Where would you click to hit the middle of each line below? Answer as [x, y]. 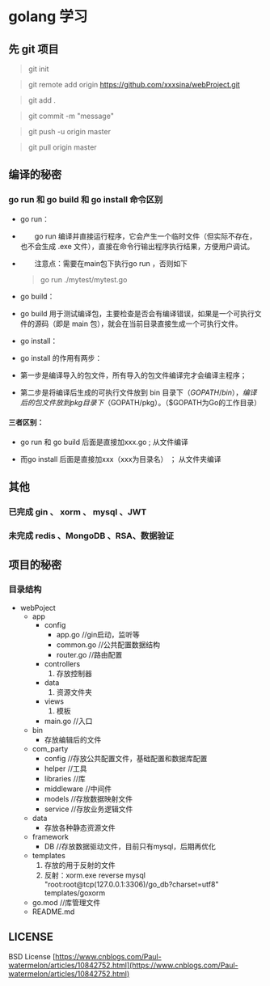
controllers [62, 663]
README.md [53, 912]
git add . [42, 100]
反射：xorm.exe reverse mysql [95, 875]
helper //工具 [65, 768]
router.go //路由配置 [89, 654]
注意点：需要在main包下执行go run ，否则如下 [111, 263]
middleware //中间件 [78, 789]
